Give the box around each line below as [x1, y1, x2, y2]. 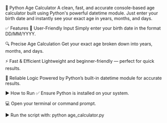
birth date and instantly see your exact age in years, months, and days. [5, 16, 153, 21]
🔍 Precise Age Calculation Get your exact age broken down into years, [5, 41, 153, 47]
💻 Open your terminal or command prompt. [5, 100, 96, 106]
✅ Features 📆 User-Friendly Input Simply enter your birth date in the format [5, 25, 161, 31]
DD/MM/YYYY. [5, 31, 36, 37]
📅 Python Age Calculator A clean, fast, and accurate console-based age [5, 5, 155, 11]
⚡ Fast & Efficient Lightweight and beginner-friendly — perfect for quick [5, 58, 155, 64]
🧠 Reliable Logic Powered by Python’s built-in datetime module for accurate [5, 75, 162, 81]
